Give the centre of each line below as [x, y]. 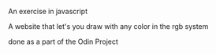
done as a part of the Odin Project [63, 41]
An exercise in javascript [48, 11]
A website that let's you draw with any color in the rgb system [108, 26]
